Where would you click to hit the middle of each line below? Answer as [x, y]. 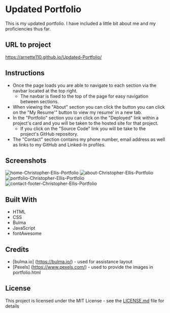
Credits [17, 249]
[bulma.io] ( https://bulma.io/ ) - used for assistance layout [73, 262]
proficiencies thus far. [28, 28]
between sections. [40, 101]
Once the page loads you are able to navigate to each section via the [84, 85]
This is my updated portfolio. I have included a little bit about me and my [81, 23]
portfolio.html [27, 272]
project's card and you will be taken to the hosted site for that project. [86, 123]
